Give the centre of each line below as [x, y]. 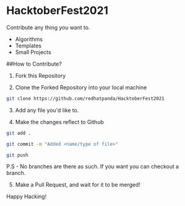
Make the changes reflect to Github [59, 122]
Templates [28, 46]
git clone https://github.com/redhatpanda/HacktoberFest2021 [86, 98]
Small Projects [33, 52]
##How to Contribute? [34, 64]
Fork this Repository [40, 75]
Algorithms [29, 39]
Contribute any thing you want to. [48, 27]
